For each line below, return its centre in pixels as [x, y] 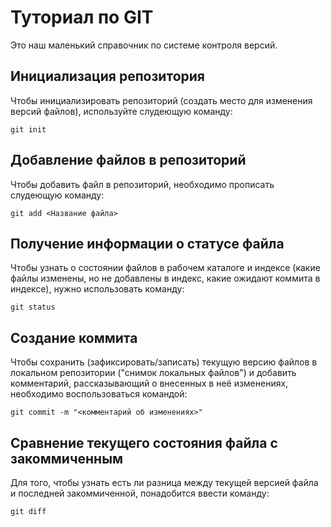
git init [28, 129]
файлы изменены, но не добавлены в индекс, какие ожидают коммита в [165, 278]
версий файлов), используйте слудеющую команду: [121, 111]
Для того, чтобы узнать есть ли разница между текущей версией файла [164, 482]
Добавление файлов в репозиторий [128, 160]
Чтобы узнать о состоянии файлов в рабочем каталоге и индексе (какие [165, 268]
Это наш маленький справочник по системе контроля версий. [144, 45]
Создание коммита [74, 337]
